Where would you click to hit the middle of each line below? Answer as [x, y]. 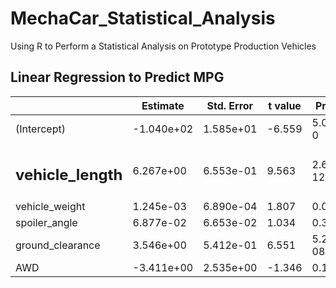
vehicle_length [69, 175]
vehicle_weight [50, 207]
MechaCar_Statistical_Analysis [143, 18]
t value [285, 105]
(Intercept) [40, 129]
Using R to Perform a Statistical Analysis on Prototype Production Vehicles [163, 46]
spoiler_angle [46, 223]
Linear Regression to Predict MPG [117, 77]
